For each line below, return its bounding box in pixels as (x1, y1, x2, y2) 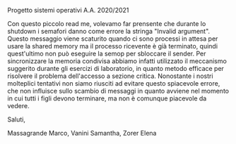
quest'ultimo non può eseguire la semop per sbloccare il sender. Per (7, 49, 206, 58)
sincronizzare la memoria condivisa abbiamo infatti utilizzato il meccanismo (7, 57, 228, 65)
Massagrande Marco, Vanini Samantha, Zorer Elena (7, 129, 157, 137)
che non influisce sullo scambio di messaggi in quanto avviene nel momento (7, 87, 230, 95)
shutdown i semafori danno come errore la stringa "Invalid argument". (7, 27, 211, 35)
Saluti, (7, 115, 26, 124)
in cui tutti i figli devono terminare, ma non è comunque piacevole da (7, 94, 207, 103)
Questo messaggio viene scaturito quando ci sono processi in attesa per (7, 34, 218, 43)
